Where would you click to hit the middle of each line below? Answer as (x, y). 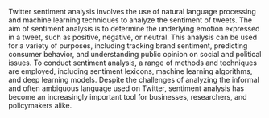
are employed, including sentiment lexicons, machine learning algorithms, (130, 71)
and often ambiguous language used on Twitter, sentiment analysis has (126, 88)
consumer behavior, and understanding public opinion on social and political (135, 54)
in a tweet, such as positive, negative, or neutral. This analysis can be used (133, 37)
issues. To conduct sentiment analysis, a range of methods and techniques (133, 63)
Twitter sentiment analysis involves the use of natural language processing (132, 12)
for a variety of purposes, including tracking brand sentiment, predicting (128, 46)
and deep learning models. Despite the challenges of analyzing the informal (134, 80)
